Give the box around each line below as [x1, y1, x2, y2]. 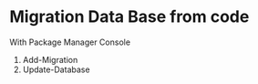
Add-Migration [22, 54, 78, 65]
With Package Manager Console [9, 37, 130, 47]
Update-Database [22, 64, 90, 75]
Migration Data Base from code [9, 6, 250, 27]
